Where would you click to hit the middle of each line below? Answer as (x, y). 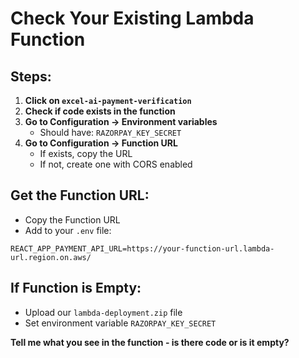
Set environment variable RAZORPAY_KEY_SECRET (120, 323)
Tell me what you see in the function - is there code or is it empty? (150, 342)
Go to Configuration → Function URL (101, 143)
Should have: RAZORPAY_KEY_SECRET (110, 132)
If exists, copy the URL (86, 153)
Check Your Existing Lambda (132, 18)
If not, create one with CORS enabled (116, 164)
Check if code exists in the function (100, 111)
